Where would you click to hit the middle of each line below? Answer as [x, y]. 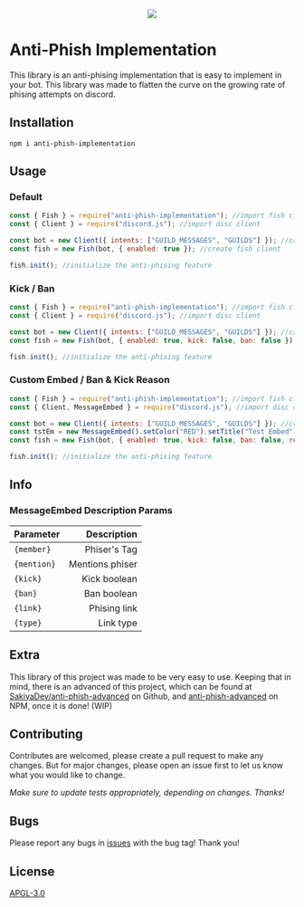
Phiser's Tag [111, 549]
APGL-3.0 [27, 893]
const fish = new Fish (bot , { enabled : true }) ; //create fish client [145, 249]
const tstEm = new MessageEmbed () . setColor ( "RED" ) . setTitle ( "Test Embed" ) [153, 432]
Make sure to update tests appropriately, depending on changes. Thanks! [147, 793]
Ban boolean [111, 593]
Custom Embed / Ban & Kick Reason [90, 380]
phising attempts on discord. [62, 94]
